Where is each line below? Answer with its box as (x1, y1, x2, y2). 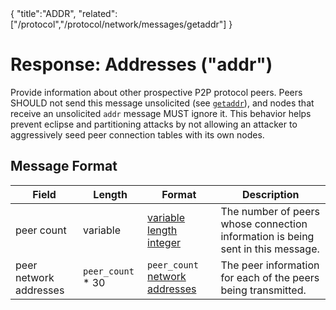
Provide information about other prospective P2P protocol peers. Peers (10, 86, 303, 98)
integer (147, 235, 182, 249)
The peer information (220, 258, 320, 272)
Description (242, 187, 300, 201)
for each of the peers (220, 270, 320, 284)
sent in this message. (220, 242, 320, 256)
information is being (220, 229, 315, 243)
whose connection (220, 217, 308, 231)
